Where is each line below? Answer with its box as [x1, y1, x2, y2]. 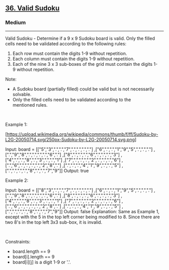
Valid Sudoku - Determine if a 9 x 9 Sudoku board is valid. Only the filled [5, 35, 155, 41]
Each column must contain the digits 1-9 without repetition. [12, 55, 135, 62]
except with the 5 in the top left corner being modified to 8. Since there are [5, 214, 160, 220]
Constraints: [5, 238, 31, 244]
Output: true [63, 167, 89, 173]
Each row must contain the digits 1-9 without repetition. [12, 50, 127, 56]
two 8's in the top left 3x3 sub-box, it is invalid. [5, 219, 103, 225]
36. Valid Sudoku [5, 4, 60, 13]
